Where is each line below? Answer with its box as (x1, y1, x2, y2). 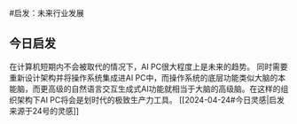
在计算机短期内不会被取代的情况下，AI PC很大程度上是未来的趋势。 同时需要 (9, 61, 288, 72)
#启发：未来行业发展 (9, 8, 84, 18)
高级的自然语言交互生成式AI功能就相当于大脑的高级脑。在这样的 (47, 83, 281, 94)
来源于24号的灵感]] (9, 105, 80, 116)
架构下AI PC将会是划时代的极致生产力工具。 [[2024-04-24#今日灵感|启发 (16, 94, 285, 105)
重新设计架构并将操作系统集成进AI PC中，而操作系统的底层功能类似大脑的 (9, 72, 278, 82)
